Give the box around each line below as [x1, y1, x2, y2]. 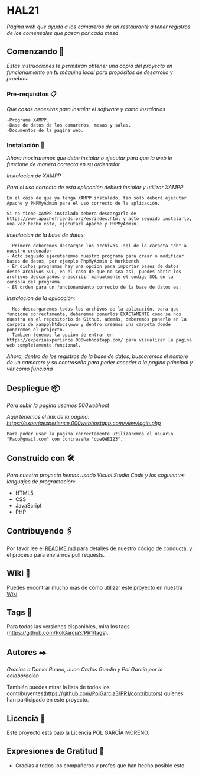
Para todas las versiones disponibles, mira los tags [6, 623, 130, 630]
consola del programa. [6, 279, 63, 285]
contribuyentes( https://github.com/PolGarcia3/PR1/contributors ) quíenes [6, 690, 184, 697]
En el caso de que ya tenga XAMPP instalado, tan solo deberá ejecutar [6, 195, 187, 201]
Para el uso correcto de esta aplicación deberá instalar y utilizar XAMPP [6, 184, 184, 191]
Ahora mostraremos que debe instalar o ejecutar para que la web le [6, 154, 172, 162]
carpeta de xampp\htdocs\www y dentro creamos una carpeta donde [6, 322, 171, 328]
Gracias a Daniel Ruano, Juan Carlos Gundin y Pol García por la [6, 666, 163, 673]
